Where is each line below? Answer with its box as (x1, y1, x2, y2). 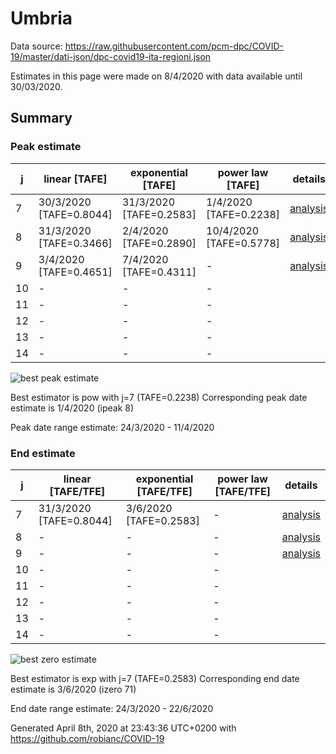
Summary (10, 110, 73, 127)
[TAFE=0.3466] (38, 236, 113, 250)
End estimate (10, 446, 76, 460)
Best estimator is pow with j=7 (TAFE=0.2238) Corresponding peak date (10, 391, 308, 403)
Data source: (10, 40, 63, 52)
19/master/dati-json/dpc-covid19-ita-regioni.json (10, 50, 212, 62)
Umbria (10, 7, 73, 30)
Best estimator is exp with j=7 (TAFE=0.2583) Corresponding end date (10, 672, 300, 684)
